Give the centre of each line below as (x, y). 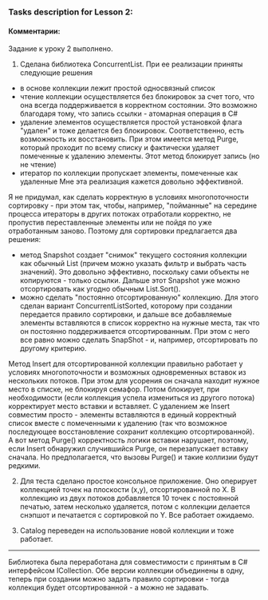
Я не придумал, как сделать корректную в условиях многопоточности (129, 197)
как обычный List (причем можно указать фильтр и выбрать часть (133, 264)
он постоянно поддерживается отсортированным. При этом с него (134, 332)
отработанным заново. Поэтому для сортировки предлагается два (123, 231)
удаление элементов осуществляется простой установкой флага (131, 122)
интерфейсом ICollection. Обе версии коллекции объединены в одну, (126, 570)
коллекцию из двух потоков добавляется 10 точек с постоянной (129, 499)
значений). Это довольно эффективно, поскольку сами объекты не (134, 272)
